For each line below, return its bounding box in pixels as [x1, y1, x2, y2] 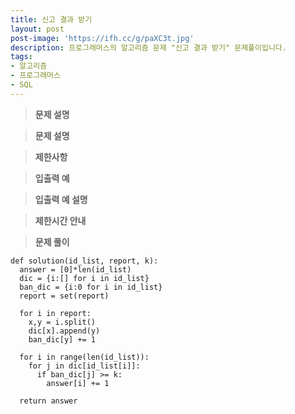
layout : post [10, 24, 65, 34]
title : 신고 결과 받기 [10, 14, 93, 25]
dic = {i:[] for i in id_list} [19, 273, 150, 283]
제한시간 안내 [34, 214, 87, 226]
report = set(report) [19, 291, 110, 301]
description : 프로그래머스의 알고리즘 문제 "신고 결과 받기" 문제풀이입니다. [10, 42, 287, 53]
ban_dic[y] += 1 [28, 334, 97, 345]
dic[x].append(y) [28, 326, 101, 336]
